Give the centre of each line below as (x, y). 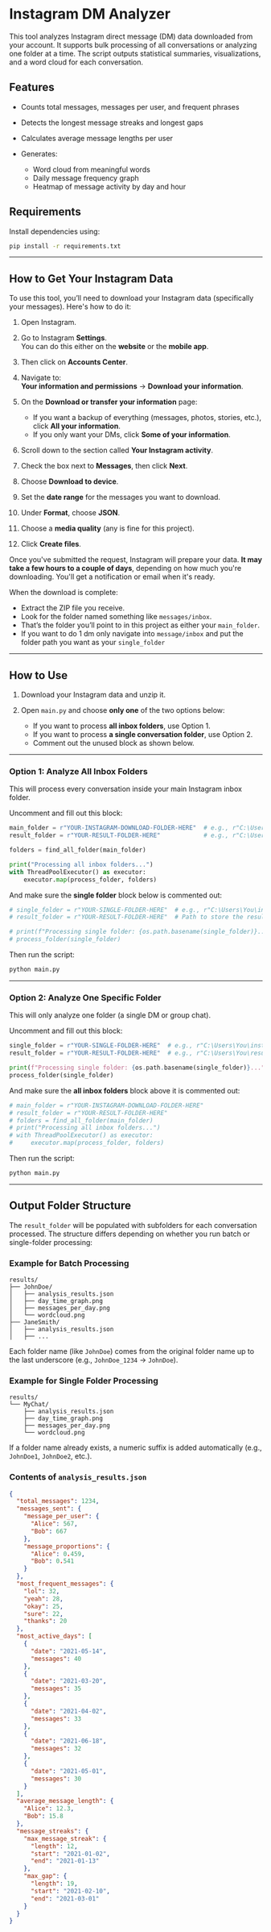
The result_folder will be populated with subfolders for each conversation (133, 1225)
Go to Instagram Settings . (64, 338)
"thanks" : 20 (45, 1622)
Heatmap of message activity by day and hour (109, 186)
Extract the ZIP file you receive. (73, 608)
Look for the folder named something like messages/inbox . (116, 617)
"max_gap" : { (45, 1876)
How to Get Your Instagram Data (91, 279)
